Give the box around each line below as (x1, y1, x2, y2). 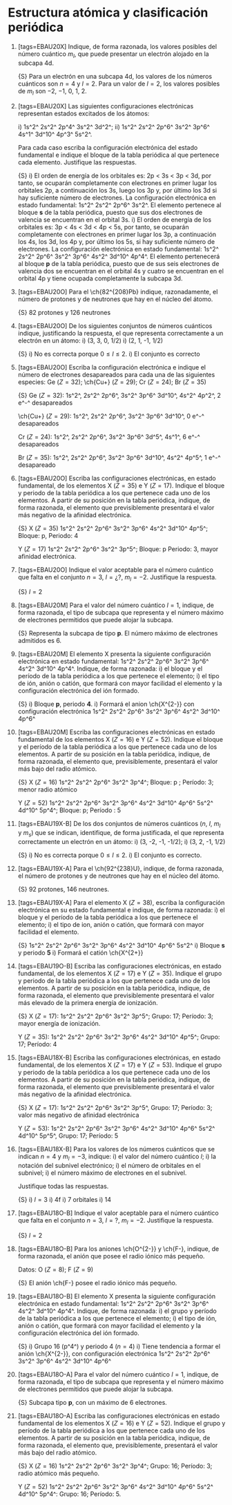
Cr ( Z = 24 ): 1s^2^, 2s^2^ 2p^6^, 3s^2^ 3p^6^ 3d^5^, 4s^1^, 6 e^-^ (17, 432, 201, 441)
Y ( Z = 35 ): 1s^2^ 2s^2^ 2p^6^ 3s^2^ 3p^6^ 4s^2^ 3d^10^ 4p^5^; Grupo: (17, 1033, 220, 1041)
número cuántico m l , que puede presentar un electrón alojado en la (17, 50, 209, 59)
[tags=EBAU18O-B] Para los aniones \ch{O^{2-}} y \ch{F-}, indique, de (17, 1245, 220, 1253)
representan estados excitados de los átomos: (17, 109, 150, 117)
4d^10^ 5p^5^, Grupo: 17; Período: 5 (17, 1131, 119, 1140)
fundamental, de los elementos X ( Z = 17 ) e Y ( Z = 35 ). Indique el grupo (17, 969, 222, 977)
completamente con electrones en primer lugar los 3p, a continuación (17, 230, 217, 238)
